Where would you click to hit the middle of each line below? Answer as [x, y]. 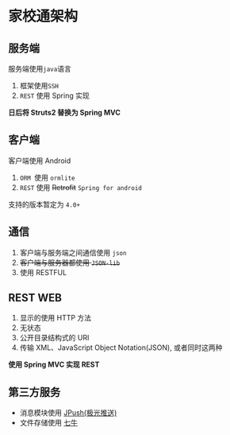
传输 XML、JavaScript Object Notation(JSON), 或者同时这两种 [121, 348]
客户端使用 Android [40, 161]
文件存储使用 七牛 [48, 423]
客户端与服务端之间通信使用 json [73, 252]
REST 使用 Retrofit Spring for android [81, 187]
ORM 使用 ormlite [47, 177]
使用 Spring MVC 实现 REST [54, 365]
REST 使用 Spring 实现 [54, 95]
